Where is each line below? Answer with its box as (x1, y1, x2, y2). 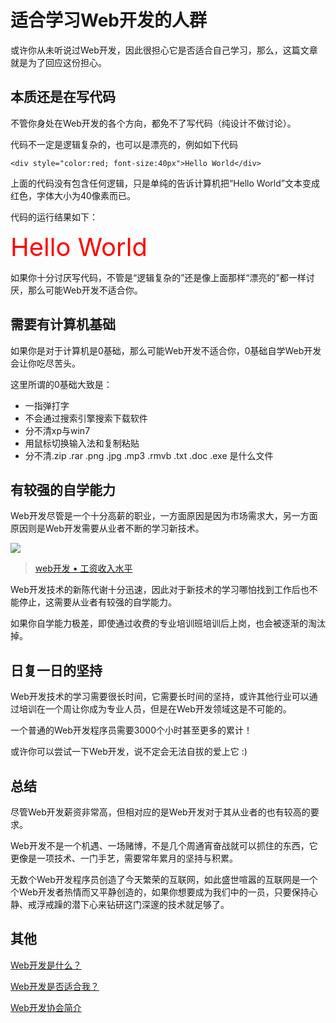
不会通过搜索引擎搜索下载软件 (24, 412, 148, 424)
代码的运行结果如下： (10, 211, 98, 223)
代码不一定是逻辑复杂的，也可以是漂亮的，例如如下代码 (10, 138, 238, 150)
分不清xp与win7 (24, 424, 91, 436)
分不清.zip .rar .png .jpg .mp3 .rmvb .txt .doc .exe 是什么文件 (24, 449, 274, 461)
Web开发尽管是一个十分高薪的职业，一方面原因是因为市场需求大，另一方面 (10, 510, 318, 522)
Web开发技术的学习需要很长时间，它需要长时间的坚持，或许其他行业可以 (10, 691, 310, 703)
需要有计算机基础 (10, 316, 116, 333)
